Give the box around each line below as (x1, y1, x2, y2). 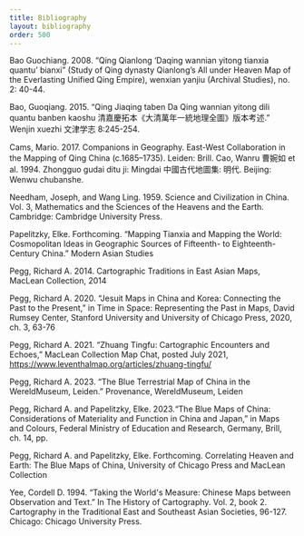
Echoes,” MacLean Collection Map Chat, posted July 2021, (9, 349, 229, 360)
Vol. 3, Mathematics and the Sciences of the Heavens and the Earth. (9, 202, 265, 213)
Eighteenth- (231, 238, 277, 250)
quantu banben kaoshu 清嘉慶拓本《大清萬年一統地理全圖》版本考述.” (9, 113, 270, 124)
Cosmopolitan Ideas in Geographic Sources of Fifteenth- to (9, 238, 230, 250)
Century (9, 248, 40, 259)
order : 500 (9, 30, 51, 39)
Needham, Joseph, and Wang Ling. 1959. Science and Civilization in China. (9, 192, 290, 203)
